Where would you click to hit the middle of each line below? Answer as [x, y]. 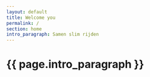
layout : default [27, 12]
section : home [24, 29]
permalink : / [23, 23]
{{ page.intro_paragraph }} [75, 65]
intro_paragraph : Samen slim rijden [53, 35]
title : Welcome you [31, 18]
